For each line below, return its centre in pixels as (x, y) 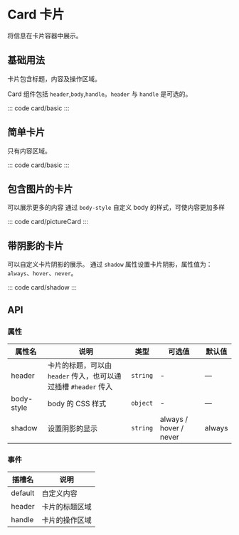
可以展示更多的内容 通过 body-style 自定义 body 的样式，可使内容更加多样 (116, 208)
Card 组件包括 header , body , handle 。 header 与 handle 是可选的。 (100, 94)
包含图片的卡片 (40, 189)
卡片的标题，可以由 (80, 365)
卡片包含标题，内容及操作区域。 (54, 78)
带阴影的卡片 (36, 246)
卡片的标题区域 (67, 507)
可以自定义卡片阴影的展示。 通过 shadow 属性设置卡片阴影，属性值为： (110, 265)
